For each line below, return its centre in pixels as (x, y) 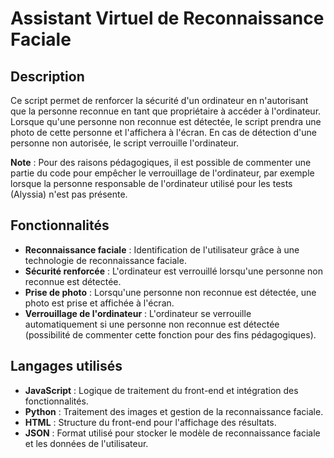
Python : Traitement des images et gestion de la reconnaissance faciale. (174, 411)
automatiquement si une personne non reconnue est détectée (152, 324)
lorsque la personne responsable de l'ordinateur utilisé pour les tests (151, 183)
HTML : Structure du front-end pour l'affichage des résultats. (150, 422)
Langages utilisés (66, 366)
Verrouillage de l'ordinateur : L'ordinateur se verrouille (138, 313)
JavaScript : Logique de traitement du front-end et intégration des (161, 390)
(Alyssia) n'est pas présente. (69, 194)
